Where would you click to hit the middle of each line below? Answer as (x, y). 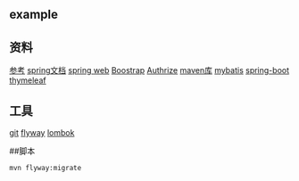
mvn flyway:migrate (46, 169)
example (34, 15)
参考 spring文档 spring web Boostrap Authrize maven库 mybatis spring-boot (149, 70)
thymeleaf (28, 80)
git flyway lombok (42, 133)
